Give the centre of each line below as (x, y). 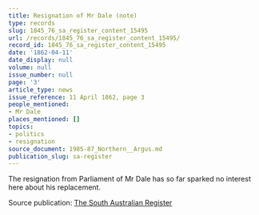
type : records (32, 23)
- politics (26, 134)
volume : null (30, 68)
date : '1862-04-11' (41, 53)
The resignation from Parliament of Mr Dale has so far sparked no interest (130, 179)
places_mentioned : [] (44, 119)
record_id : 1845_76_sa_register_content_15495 (87, 45)
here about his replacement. (55, 187)
